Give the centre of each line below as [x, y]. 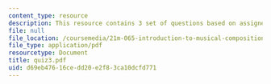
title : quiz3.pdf [38, 61]
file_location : [34, 38]
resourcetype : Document [48, 53]
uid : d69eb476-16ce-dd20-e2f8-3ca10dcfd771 [83, 68]
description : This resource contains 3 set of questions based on [122, 23]
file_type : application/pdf [56, 46]
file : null [27, 30]
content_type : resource [48, 16]
